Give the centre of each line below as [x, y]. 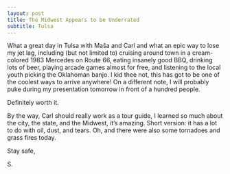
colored [18, 60]
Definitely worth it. [33, 103]
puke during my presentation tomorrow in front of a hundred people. [104, 89]
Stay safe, [21, 151]
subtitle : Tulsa [30, 26]
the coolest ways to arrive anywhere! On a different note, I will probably [108, 82]
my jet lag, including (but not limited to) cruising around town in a [99, 53]
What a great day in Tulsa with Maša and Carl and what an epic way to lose [113, 46]
